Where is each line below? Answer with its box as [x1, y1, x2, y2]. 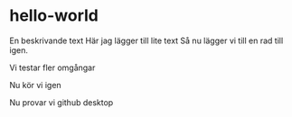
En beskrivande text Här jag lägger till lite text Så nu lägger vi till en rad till [9, 35, 284, 46]
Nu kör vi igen [9, 79, 61, 90]
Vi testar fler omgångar [9, 62, 96, 73]
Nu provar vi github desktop [9, 96, 114, 108]
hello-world [9, 5, 99, 26]
